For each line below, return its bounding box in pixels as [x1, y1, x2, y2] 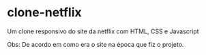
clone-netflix [7, 5, 82, 20]
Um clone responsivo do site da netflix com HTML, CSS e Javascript [7, 27, 199, 35]
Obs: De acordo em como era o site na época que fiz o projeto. [7, 40, 184, 48]
